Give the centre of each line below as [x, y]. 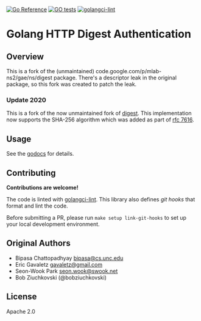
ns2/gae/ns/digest [30, 78]
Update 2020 [26, 99]
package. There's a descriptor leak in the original [115, 78]
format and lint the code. [37, 206]
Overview [25, 56]
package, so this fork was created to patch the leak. [72, 84]
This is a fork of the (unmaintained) [50, 71]
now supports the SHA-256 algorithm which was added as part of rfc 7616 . [100, 120]
